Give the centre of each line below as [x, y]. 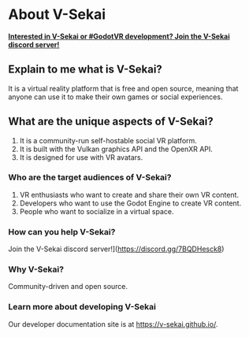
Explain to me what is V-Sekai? [85, 70]
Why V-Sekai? [36, 269]
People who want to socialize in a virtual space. [97, 211]
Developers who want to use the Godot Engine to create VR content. [130, 203]
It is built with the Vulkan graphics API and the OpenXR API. [116, 149]
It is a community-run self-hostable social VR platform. [108, 140]
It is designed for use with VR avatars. [81, 157]
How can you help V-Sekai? [62, 231]
